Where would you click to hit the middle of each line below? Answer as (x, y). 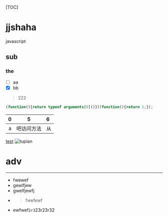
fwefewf (34, 200)
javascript (16, 41)
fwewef (21, 180)
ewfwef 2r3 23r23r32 (34, 210)
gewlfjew (22, 185)
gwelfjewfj (23, 190)
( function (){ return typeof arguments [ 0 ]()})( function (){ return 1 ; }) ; (80, 107)
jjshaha (21, 27)
